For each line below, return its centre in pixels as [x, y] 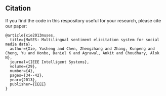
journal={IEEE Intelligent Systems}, [50, 62]
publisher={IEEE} [28, 84]
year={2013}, [24, 80]
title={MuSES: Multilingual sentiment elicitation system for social [85, 40]
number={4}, [23, 71]
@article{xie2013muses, [30, 35]
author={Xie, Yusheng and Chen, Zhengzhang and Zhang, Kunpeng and [82, 49]
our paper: [16, 26]
